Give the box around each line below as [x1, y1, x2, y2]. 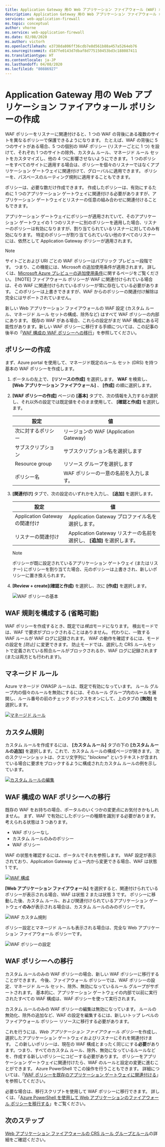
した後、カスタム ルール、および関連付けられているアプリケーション [9, 898, 148, 903]
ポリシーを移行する [10, 1100, 50, 1106]
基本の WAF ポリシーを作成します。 [5, 366, 77, 372]
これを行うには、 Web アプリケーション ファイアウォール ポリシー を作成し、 [5, 1029, 160, 1034]
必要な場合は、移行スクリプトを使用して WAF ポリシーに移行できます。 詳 [5, 1088, 156, 1094]
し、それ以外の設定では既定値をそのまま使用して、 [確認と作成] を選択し [12, 399, 160, 404]
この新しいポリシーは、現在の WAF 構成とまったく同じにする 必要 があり [14, 1041, 160, 1047]
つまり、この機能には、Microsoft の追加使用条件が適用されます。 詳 [14, 264, 152, 270]
